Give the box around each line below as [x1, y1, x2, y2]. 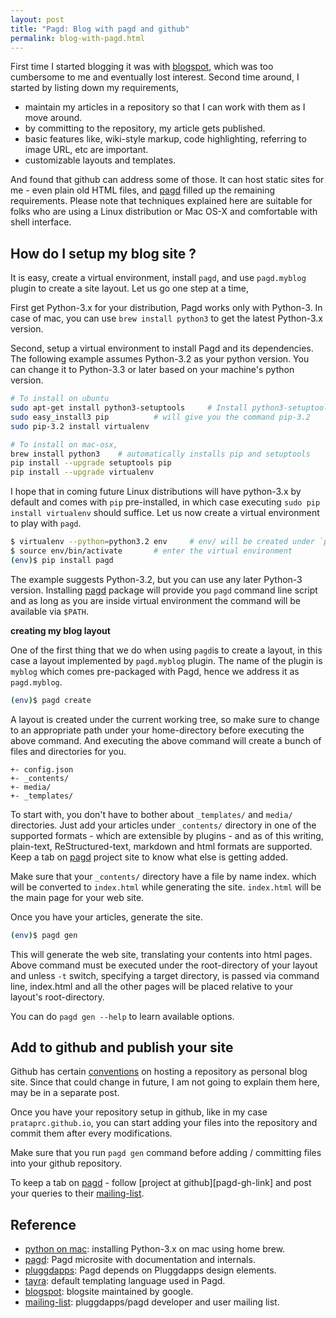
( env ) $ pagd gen [10, 930, 78, 940]
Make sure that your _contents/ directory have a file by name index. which [10, 870, 317, 882]
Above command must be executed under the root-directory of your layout [10, 959, 318, 971]
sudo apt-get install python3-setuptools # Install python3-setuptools [10, 403, 333, 413]
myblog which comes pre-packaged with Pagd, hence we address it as [10, 665, 300, 677]
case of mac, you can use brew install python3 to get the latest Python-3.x [10, 312, 323, 325]
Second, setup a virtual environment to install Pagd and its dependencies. [10, 342, 314, 355]
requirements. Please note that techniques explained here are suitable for [10, 195, 313, 207]
